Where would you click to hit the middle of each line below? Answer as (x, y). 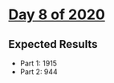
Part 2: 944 (39, 72)
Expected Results (53, 44)
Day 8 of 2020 (57, 15)
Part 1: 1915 (39, 63)
